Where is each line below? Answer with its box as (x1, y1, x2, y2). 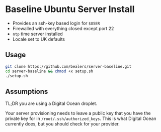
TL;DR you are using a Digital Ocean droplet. (5, 100, 98, 106)
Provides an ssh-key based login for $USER (12, 20, 100, 26)
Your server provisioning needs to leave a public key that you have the (5, 110, 151, 116)
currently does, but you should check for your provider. (5, 121, 120, 127)
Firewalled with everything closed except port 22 (12, 25, 114, 31)
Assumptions (5, 87, 48, 96)
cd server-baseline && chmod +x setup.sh (5, 69, 94, 74)
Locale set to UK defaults (12, 36, 65, 42)
